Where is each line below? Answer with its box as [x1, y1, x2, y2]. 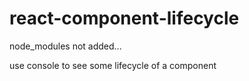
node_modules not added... [9, 40, 122, 52]
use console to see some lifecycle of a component [9, 59, 217, 71]
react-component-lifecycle [9, 7, 240, 30]
